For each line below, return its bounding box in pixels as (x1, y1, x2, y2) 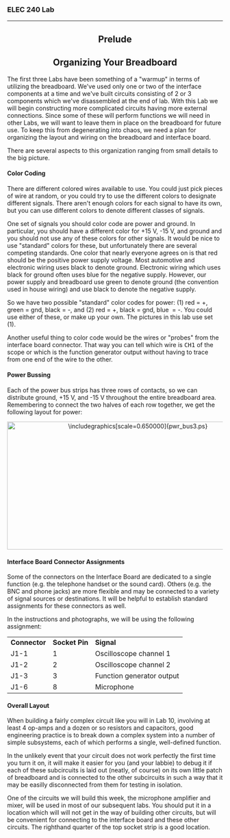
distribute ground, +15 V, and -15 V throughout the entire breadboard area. (7, 393, 217, 401)
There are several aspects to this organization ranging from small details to (7, 146, 218, 155)
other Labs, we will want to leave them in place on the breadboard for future (7, 118, 222, 127)
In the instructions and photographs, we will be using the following (7, 615, 194, 624)
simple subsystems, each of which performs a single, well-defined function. (7, 738, 222, 747)
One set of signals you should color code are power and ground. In (7, 219, 196, 227)
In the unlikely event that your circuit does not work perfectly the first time (7, 752, 216, 760)
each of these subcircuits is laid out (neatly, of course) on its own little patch (7, 766, 222, 774)
